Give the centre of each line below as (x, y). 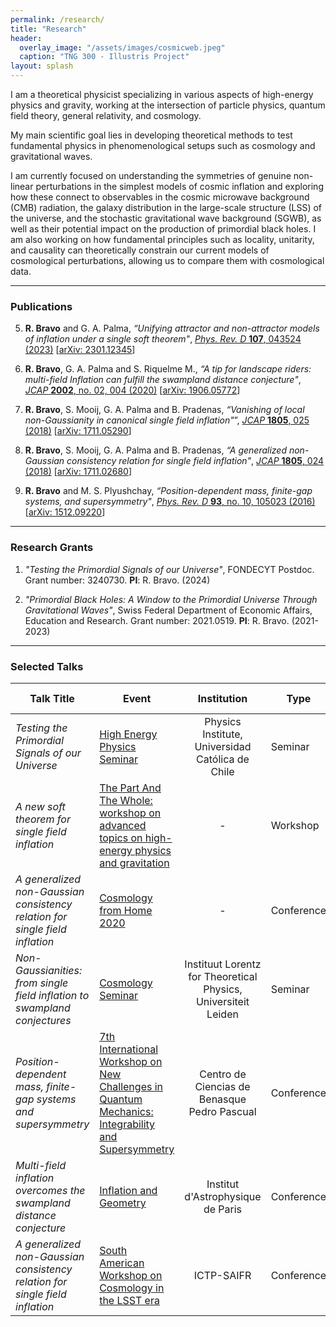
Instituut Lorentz (223, 964)
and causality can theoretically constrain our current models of (140, 250)
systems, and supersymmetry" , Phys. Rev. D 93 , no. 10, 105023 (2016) (170, 502)
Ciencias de (222, 1086)
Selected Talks (47, 666)
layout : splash (42, 66)
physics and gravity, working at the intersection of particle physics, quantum (168, 105)
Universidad (223, 746)
